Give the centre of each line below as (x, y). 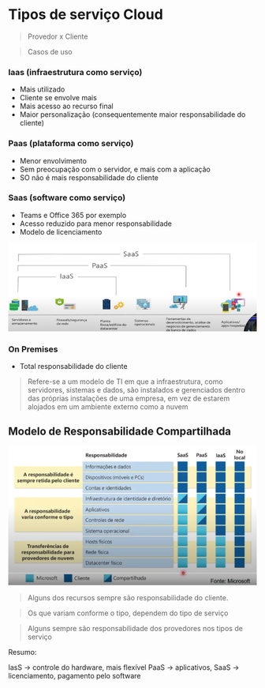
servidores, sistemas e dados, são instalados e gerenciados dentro (136, 390)
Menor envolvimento (53, 160)
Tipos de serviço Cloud (86, 15)
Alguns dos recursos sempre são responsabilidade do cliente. (128, 598)
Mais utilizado (42, 89)
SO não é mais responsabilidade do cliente (89, 177)
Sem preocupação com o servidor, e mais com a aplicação (115, 169)
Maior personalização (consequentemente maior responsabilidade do (132, 115)
